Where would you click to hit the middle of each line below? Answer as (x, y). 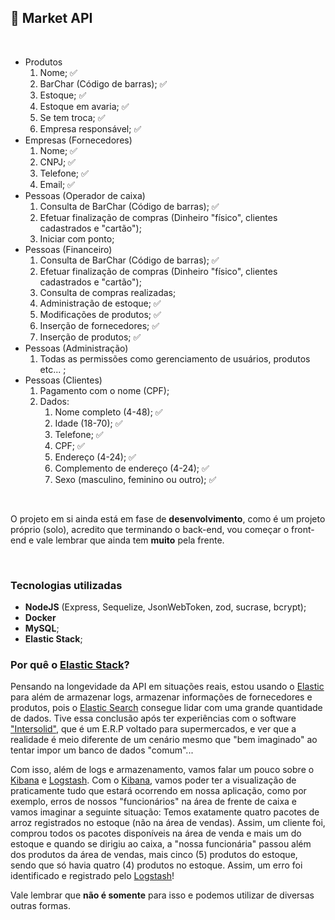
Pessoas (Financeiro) (68, 249)
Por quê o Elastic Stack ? (70, 665)
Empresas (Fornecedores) (78, 140)
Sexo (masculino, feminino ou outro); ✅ (135, 479)
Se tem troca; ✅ (72, 117)
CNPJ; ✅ (57, 162)
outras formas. (40, 906)
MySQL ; (42, 628)
